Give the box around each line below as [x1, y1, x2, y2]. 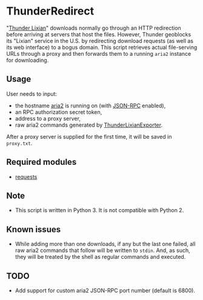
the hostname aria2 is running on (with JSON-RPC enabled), [15, 102, 166, 109]
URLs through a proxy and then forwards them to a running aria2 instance [6, 50, 191, 57]
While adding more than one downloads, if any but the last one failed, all [15, 241, 196, 248]
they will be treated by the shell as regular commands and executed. [15, 253, 186, 261]
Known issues [6, 224, 61, 235]
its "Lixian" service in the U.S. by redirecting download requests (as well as [6, 37, 194, 44]
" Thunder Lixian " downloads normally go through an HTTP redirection [6, 24, 182, 32]
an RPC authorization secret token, [15, 108, 102, 116]
